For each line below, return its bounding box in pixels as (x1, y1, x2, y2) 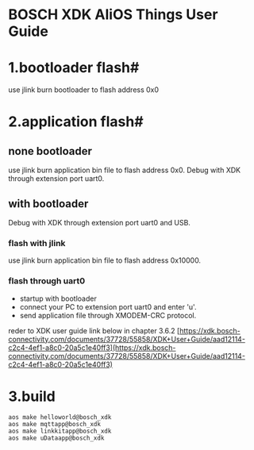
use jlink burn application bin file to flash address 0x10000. (8, 256, 201, 265)
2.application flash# (8, 113, 144, 131)
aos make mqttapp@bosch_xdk (8, 421, 102, 429)
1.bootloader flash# (8, 59, 140, 77)
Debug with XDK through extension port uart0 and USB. (8, 217, 190, 227)
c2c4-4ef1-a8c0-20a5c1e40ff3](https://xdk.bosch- (8, 343, 176, 352)
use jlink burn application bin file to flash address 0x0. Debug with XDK (8, 165, 241, 175)
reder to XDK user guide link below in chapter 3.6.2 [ (8, 325, 180, 335)
